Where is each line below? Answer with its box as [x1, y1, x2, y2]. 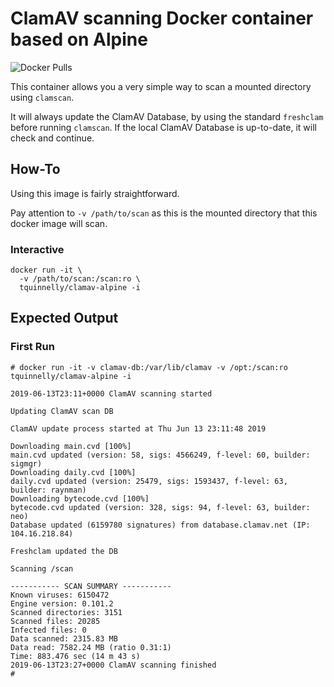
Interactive [10, 242, 65, 256]
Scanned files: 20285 [10, 616, 101, 626]
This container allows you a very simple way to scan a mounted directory [10, 80, 312, 92]
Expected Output [10, 310, 119, 327]
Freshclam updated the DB [10, 546, 118, 556]
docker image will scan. [10, 217, 108, 229]
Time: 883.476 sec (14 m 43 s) [10, 651, 141, 661]
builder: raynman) [10, 485, 87, 495]
